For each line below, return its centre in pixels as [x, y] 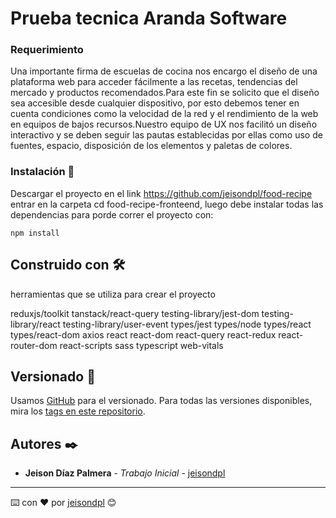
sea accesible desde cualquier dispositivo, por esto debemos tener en [155, 103]
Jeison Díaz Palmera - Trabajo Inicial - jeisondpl [125, 473]
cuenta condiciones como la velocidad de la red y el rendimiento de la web [164, 114]
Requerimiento [47, 50]
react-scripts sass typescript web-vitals [141, 345]
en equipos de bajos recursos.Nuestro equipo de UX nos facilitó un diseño [164, 124]
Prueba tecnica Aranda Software [149, 18]
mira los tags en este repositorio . [78, 411]
